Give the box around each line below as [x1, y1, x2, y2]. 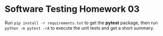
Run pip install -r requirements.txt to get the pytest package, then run [4, 20, 158, 26]
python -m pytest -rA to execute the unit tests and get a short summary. [4, 25, 154, 31]
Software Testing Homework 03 [4, 3, 140, 15]
